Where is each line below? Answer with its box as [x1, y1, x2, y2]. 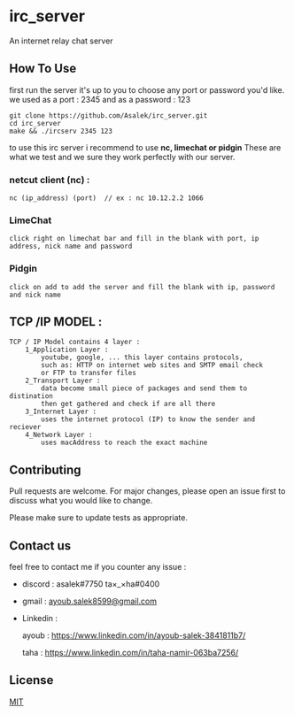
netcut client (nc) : [9, 173, 90, 186]
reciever [9, 423, 42, 432]
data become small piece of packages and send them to [41, 384, 248, 393]
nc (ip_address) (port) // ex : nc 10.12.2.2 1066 [9, 194, 204, 203]
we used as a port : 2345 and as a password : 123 [9, 94, 191, 104]
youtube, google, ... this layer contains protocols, [41, 353, 244, 362]
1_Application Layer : [25, 345, 109, 355]
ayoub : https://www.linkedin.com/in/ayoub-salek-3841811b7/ [21, 630, 246, 641]
